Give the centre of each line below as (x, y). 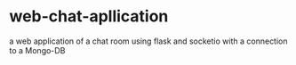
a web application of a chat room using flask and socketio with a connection (148, 41)
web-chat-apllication (89, 16)
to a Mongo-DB (37, 50)
